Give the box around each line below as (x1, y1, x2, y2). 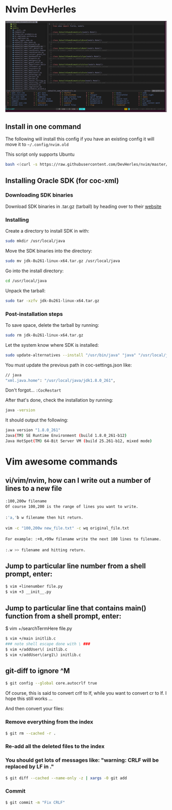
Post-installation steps (5, 310, 63, 318)
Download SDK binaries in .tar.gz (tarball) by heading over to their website (5, 203, 162, 209)
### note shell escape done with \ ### (5, 641, 91, 646)
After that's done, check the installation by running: (5, 397, 114, 403)
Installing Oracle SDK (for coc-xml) (5, 176, 119, 185)
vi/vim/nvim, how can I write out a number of (5, 476, 151, 485)
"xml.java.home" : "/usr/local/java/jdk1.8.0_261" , (5, 378, 116, 383)
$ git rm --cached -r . (5, 731, 56, 736)
